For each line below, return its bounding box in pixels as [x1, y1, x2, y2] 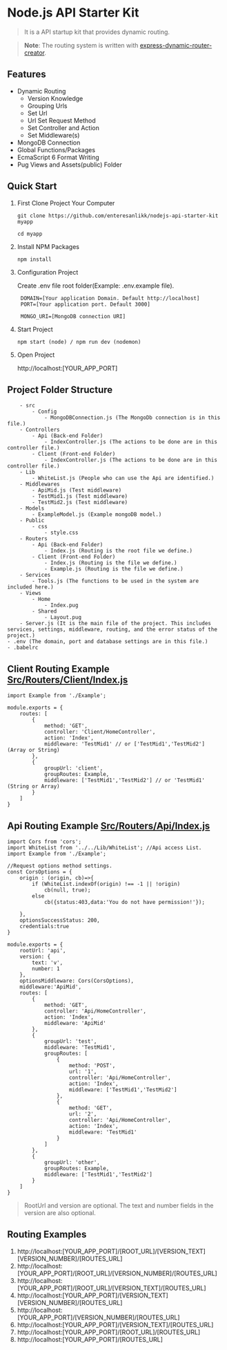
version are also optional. [23, 1209, 97, 1217]
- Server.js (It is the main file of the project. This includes [19, 620, 212, 627]
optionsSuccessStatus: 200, [19, 917, 100, 924]
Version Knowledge [27, 94, 83, 102]
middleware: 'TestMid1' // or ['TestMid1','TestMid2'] [43, 741, 206, 748]
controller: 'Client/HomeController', [43, 728, 156, 736]
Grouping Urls [27, 102, 68, 110]
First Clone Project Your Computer [17, 198, 115, 207]
